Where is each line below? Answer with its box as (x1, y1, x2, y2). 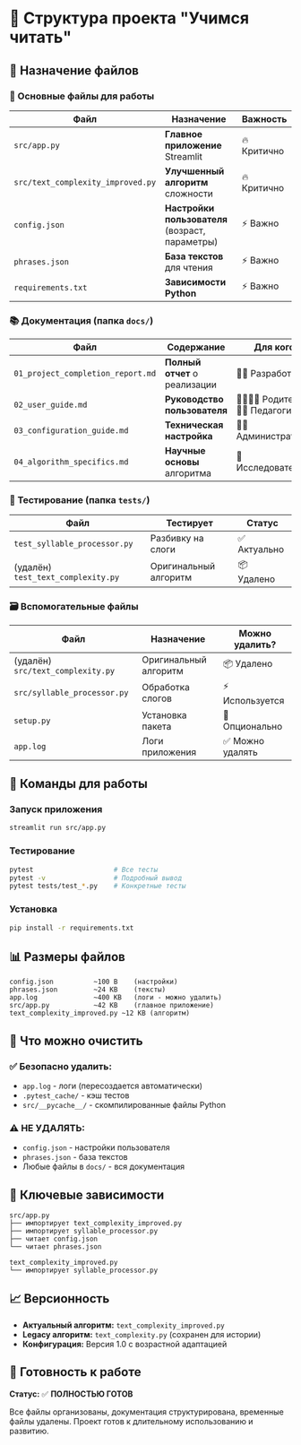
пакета (142, 720, 172, 732)
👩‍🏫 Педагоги (236, 404, 292, 417)
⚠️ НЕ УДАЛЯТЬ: (9, 1121, 85, 1134)
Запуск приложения (9, 803, 103, 816)
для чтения (164, 261, 213, 273)
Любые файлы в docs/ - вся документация (21, 1161, 185, 1172)
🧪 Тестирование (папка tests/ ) (9, 494, 150, 506)
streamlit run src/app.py (9, 824, 106, 833)
